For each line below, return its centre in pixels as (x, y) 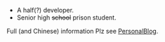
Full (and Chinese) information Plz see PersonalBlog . (82, 31)
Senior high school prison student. (66, 17)
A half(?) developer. (45, 10)
